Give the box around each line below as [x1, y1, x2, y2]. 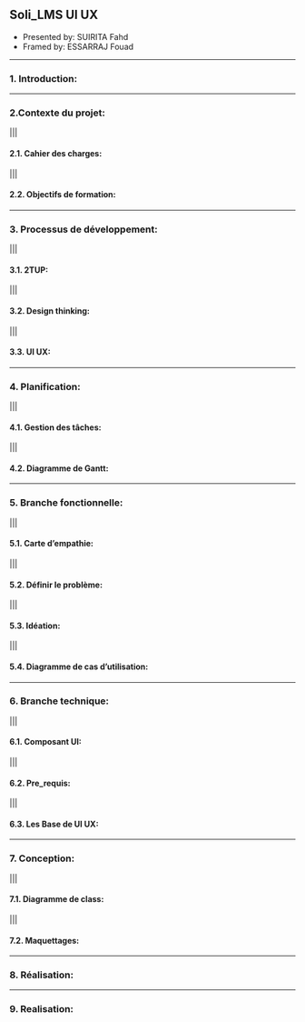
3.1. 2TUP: [9, 264, 48, 276]
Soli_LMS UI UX [9, 7, 98, 23]
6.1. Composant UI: [9, 736, 82, 747]
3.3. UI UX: [9, 346, 52, 357]
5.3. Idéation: [9, 620, 61, 631]
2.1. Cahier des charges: [9, 148, 103, 158]
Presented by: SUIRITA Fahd [22, 31, 129, 42]
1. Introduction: [9, 72, 78, 85]
